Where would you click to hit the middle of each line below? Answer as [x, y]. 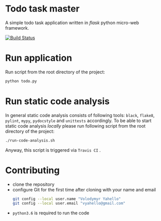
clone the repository [33, 184]
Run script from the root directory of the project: [55, 72]
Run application [39, 58]
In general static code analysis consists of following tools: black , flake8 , [80, 115]
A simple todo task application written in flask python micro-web [72, 23]
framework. [17, 28]
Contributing [32, 170]
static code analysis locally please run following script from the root [75, 126]
